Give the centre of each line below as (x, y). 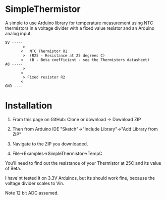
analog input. (19, 33)
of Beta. (13, 168)
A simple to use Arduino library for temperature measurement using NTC (79, 23)
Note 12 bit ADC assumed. (32, 193)
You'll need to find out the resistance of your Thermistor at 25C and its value (83, 163)
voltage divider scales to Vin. (35, 183)
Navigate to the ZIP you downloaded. (50, 144)
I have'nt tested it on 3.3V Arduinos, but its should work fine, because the (80, 178)
